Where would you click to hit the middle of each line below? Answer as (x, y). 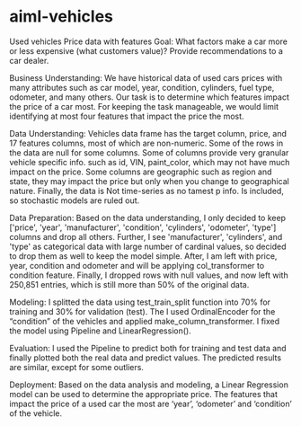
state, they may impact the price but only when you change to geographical (149, 181)
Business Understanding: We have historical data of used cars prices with (146, 77)
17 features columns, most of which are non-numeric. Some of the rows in (146, 143)
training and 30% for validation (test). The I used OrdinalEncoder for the (142, 311)
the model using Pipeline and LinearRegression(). (100, 331)
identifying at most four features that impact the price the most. (127, 116)
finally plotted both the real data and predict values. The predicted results (145, 358)
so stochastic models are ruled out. (75, 200)
